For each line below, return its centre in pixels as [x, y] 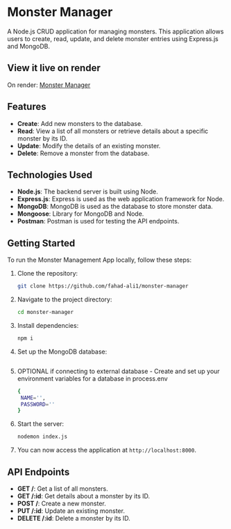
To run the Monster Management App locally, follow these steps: [100, 260]
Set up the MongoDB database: [62, 352]
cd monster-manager [45, 313]
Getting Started [41, 243]
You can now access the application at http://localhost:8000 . [106, 450]
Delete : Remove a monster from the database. [83, 153]
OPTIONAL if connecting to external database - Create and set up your [118, 371]
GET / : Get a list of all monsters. [63, 489]
